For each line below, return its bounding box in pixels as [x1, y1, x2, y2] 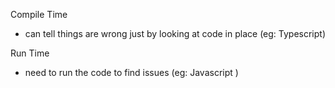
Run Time [10, 47, 50, 59]
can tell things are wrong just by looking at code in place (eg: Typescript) [24, 28, 327, 39]
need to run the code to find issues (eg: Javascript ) [24, 67, 239, 78]
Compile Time [10, 9, 68, 20]
